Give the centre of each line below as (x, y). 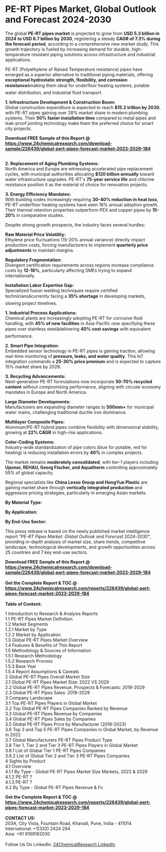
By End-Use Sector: (26, 521)
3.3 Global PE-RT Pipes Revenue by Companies (54, 713)
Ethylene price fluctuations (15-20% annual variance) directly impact (75, 239)
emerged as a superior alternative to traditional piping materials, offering (79, 74)
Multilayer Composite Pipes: (35, 422)
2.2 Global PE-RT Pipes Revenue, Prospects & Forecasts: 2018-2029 (75, 687)
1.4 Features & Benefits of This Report (44, 645)
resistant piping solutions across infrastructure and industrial (93, 54)
